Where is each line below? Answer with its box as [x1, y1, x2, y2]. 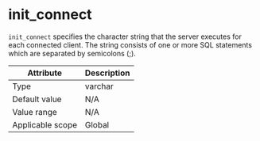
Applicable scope [12, 119, 78, 130]
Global [84, 119, 110, 130]
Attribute [27, 67, 62, 78]
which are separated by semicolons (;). [8, 48, 137, 58]
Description [84, 67, 130, 78]
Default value [12, 93, 62, 105]
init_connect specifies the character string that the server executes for [8, 32, 243, 41]
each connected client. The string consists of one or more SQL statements [8, 40, 253, 49]
